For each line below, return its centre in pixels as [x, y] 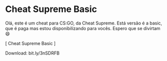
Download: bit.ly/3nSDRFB [32, 53]
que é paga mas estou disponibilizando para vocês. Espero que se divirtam [83, 28]
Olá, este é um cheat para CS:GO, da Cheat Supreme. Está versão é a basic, [84, 23]
